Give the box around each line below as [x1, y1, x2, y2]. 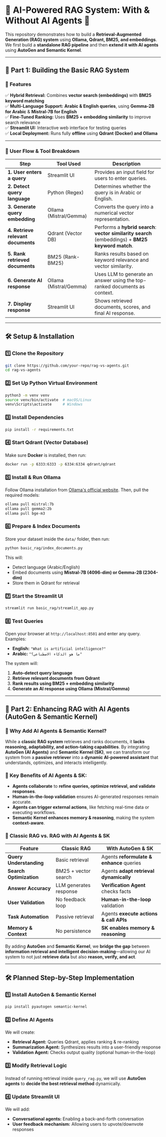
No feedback [55, 896, 86, 903]
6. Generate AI [7, 277, 42, 284]
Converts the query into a [94, 203, 154, 210]
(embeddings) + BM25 [94, 236, 148, 243]
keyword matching [5, 97, 44, 103]
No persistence [55, 928, 91, 935]
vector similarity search [94, 230, 152, 237]
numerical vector [94, 209, 134, 216]
